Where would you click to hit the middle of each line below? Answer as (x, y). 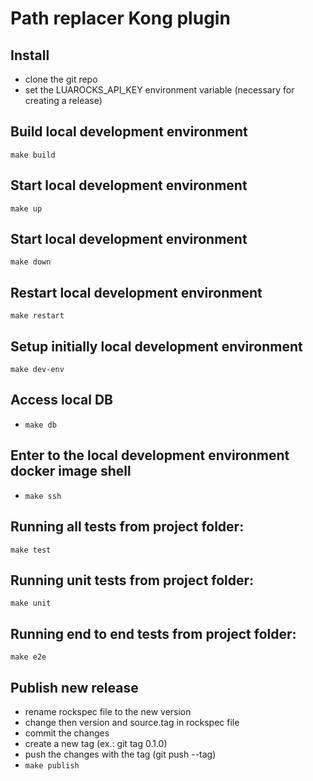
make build (33, 155)
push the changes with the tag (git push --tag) (120, 754)
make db (40, 425)
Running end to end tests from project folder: (153, 633)
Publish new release (74, 687)
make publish (52, 765)
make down (31, 262)
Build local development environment (129, 132)
